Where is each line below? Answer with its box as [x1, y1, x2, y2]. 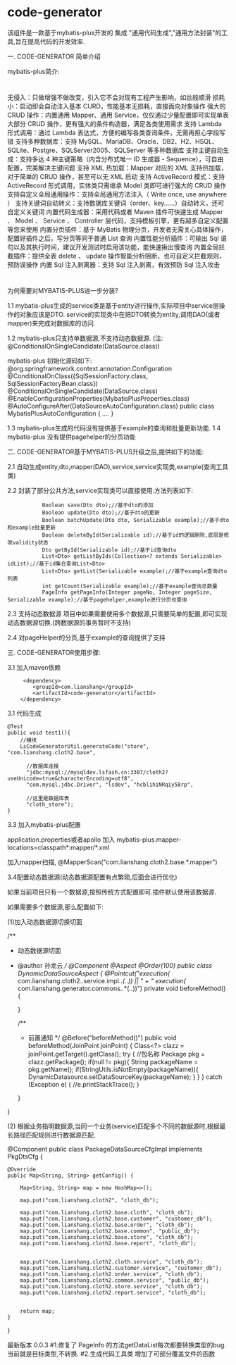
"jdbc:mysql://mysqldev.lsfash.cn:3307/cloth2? [25, 769, 169, 776]
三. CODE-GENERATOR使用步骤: [7, 649, 101, 657]
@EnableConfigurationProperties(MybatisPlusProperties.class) [7, 394, 190, 403]
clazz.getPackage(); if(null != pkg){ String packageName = [27, 1058, 199, 1066]
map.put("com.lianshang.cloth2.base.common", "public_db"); [20, 1228, 200, 1235]
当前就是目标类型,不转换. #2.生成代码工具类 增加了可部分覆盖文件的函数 [7, 1350, 216, 1358]
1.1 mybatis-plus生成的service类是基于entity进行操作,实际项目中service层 [7, 301, 220, 310]
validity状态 [12, 540, 49, 547]
